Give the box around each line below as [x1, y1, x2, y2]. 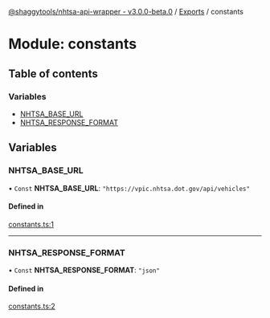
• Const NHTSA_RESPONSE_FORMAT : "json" [8, 265, 161, 275]
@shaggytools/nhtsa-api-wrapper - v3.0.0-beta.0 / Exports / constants [8, 7, 243, 16]
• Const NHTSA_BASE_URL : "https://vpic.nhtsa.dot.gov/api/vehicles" [8, 183, 251, 193]
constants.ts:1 [8, 219, 55, 229]
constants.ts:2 [8, 301, 56, 312]
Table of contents [8, 67, 98, 80]
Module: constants [8, 35, 137, 53]
